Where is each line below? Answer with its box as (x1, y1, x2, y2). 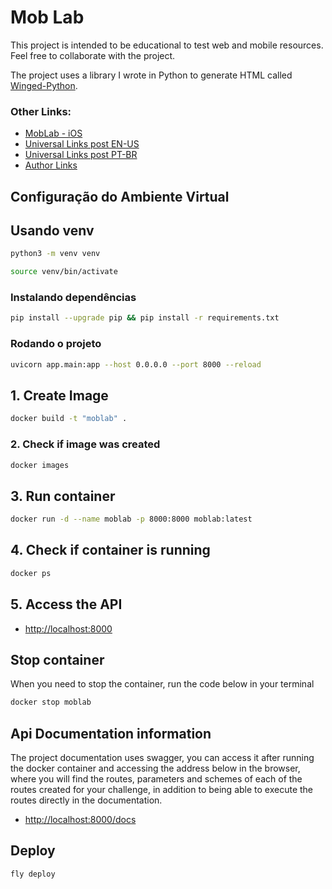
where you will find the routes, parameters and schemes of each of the (10, 773, 303, 785)
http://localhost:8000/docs (24, 814, 137, 826)
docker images (10, 460, 70, 470)
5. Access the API (10, 596, 123, 613)
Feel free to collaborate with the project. (10, 49, 176, 61)
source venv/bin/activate (10, 267, 118, 277)
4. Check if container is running (10, 542, 211, 559)
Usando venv (10, 222, 95, 240)
